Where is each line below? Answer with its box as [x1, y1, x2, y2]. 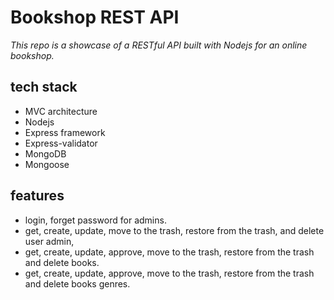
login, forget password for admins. [24, 214, 167, 226]
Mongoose [24, 158, 70, 170]
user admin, [24, 235, 75, 247]
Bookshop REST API [10, 6, 180, 29]
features [10, 187, 65, 205]
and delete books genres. [24, 277, 131, 290]
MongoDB [24, 147, 67, 160]
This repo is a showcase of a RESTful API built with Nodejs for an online [10, 39, 308, 51]
